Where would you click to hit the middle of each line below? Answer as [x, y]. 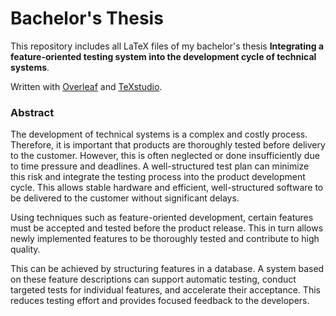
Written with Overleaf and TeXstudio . [86, 86]
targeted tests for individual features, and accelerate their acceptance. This [165, 290]
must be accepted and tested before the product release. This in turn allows [167, 228]
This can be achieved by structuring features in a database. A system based [167, 269]
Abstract [32, 112]
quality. [25, 249]
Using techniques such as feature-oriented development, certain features [162, 218]
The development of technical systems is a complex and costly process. [159, 134]
